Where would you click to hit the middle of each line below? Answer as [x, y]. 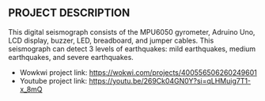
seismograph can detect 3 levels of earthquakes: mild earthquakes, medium [132, 49]
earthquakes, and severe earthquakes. [71, 57]
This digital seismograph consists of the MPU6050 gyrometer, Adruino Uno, [132, 32]
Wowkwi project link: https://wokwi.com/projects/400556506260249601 [138, 72]
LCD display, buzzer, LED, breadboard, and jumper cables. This [111, 40]
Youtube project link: [53, 80]
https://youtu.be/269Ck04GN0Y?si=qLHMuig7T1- [170, 80]
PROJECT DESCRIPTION [69, 13]
